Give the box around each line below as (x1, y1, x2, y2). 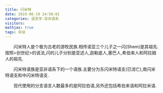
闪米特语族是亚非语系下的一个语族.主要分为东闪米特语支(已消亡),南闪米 (14, 66, 156, 72)
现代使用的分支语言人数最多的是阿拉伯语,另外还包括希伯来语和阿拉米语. (14, 83, 157, 88)
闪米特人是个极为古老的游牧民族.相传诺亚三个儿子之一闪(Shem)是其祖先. (14, 44, 159, 49)
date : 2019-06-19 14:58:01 (5, 12, 60, 17)
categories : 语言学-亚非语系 (5, 16, 59, 21)
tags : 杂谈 (5, 30, 26, 35)
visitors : (5, 20, 25, 26)
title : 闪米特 (5, 7, 32, 12)
